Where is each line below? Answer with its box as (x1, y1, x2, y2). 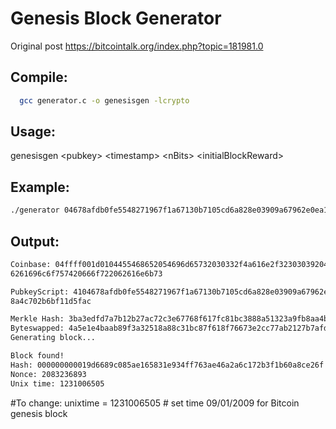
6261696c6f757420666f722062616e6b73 (10, 268, 163, 279)
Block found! (10, 351, 65, 361)
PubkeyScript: (10, 287, 70, 297)
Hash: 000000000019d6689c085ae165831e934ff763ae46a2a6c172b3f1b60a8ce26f (10, 360, 325, 370)
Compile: (10, 69, 68, 86)
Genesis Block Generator (10, 7, 222, 30)
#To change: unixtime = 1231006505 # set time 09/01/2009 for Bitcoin (10, 397, 300, 409)
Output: (10, 233, 60, 250)
